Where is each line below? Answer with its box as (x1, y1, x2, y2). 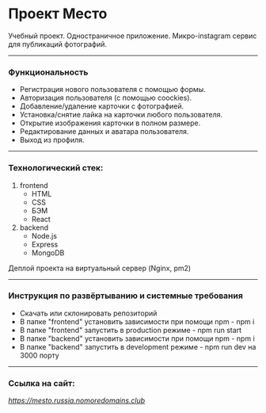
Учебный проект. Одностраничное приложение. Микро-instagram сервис (8, 31, 257, 40)
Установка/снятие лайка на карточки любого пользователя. (19, 110, 223, 120)
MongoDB (31, 247, 65, 258)
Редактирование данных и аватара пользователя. (19, 127, 189, 136)
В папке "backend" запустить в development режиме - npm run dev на (19, 342, 256, 351)
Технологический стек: (8, 163, 104, 174)
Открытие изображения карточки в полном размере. (19, 118, 201, 128)
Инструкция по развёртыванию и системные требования (8, 290, 243, 301)
